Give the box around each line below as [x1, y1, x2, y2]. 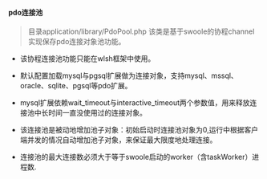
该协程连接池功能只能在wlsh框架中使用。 [19, 54, 156, 63]
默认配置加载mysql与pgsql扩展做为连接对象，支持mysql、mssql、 [19, 71, 238, 80]
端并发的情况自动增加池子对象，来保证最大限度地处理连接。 [19, 135, 217, 144]
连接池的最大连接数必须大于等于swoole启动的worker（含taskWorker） [19, 153, 253, 162]
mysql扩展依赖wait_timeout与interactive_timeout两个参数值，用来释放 [19, 98, 250, 108]
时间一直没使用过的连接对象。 [47, 108, 147, 118]
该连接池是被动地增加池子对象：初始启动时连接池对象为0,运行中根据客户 [19, 125, 259, 135]
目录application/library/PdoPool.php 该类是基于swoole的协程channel [27, 26, 255, 36]
